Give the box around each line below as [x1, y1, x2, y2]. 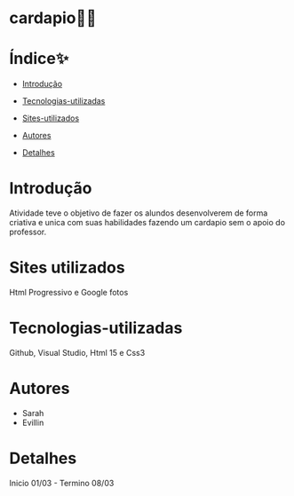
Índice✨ [9, 49, 69, 69]
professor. [9, 226, 47, 238]
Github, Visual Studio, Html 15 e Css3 [9, 347, 146, 358]
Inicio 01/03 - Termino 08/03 [9, 477, 115, 488]
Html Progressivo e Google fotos [9, 287, 129, 297]
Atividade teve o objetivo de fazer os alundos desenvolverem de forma [9, 208, 268, 218]
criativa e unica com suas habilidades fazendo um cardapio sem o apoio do [9, 217, 286, 228]
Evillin [21, 417, 44, 428]
